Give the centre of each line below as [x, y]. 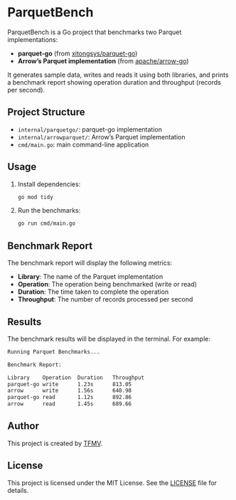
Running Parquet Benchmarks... [54, 352]
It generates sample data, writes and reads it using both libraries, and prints [118, 75]
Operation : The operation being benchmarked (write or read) [107, 284]
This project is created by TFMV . [55, 443]
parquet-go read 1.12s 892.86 [70, 398]
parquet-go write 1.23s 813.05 [70, 384]
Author [23, 426]
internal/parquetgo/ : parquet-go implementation [90, 129]
